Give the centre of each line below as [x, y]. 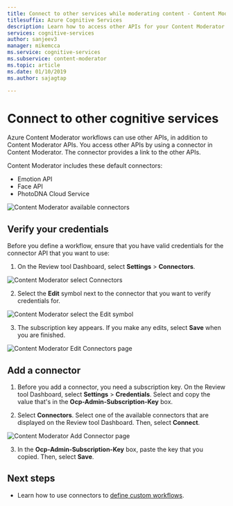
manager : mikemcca [34, 46]
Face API [30, 186]
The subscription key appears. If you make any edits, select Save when [119, 328]
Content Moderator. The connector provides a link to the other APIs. [104, 152]
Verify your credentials [58, 229]
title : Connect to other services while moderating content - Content [111, 14]
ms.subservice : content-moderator [57, 59]
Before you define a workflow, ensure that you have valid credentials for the [115, 246]
